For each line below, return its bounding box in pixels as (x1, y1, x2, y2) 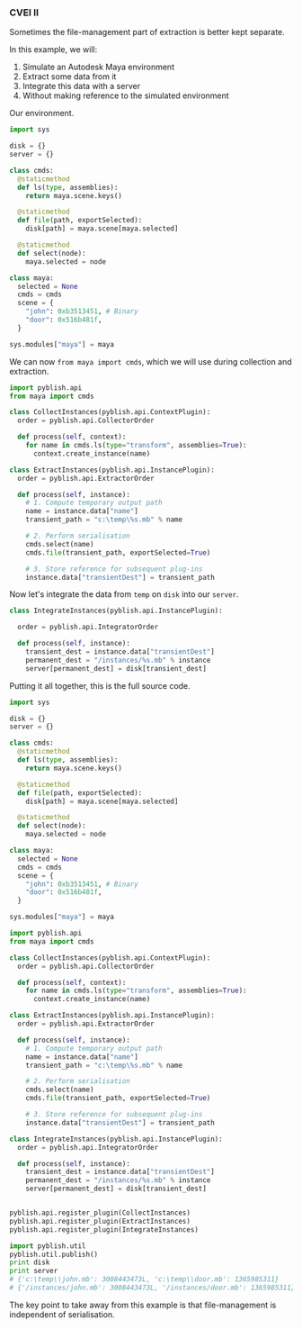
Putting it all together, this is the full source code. (9, 680, 191, 691)
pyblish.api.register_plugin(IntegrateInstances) (9, 1225, 200, 1234)
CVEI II (9, 6, 39, 19)
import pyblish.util (9, 1241, 87, 1251)
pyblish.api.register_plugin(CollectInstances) (9, 1208, 191, 1217)
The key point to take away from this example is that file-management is (9, 1299, 277, 1310)
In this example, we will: (9, 44, 98, 55)
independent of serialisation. (9, 1308, 115, 1320)
